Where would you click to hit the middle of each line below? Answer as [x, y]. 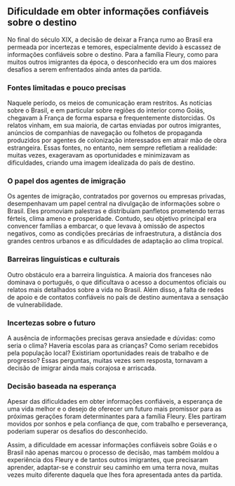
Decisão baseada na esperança [62, 386]
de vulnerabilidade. [35, 305]
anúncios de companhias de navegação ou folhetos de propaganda [105, 133]
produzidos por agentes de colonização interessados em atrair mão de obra [117, 141]
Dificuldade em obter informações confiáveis [108, 12]
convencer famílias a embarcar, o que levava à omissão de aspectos [106, 226]
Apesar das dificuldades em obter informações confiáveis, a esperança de [115, 402]
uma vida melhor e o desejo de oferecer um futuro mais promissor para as [115, 409]
